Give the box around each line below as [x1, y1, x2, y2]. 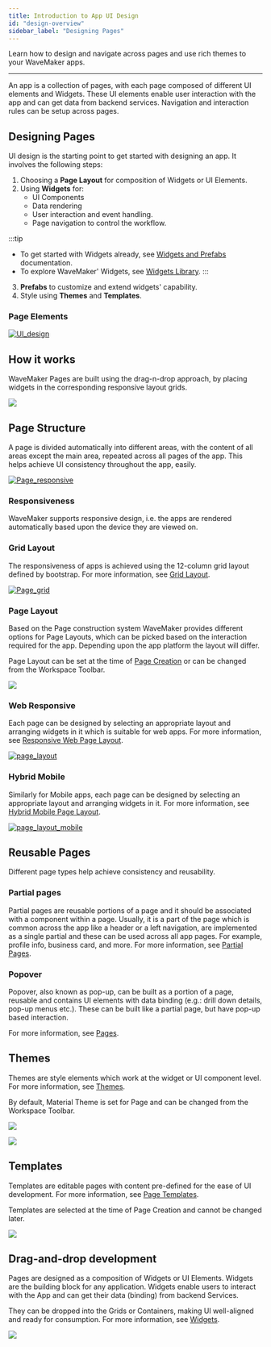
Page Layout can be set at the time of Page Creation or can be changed [8, 657, 247, 665]
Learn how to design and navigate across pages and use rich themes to [8, 49, 247, 59]
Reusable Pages [8, 845, 91, 859]
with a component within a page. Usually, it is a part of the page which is [8, 914, 250, 924]
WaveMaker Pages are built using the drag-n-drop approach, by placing [8, 374, 248, 384]
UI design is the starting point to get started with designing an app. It [8, 151, 236, 161]
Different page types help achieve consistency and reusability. [8, 867, 216, 877]
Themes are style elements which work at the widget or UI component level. [8, 1073, 262, 1082]
